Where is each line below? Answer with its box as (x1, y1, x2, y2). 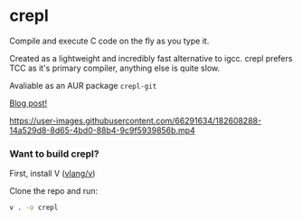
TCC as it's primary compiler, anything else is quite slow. (9, 62, 220, 73)
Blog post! (9, 97, 48, 109)
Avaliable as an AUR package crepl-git (9, 80, 157, 91)
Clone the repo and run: (9, 186, 98, 197)
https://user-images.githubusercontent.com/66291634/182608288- (9, 115, 262, 126)
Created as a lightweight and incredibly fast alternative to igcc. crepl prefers (9, 53, 293, 63)
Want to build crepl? (9, 147, 99, 159)
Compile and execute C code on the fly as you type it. (9, 35, 210, 46)
